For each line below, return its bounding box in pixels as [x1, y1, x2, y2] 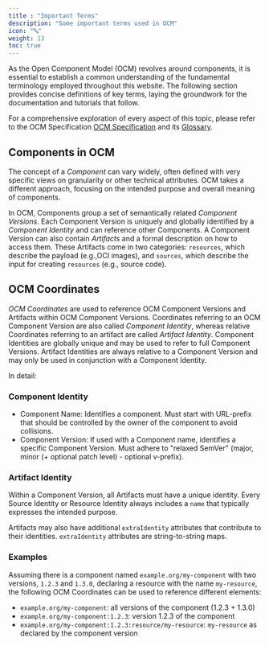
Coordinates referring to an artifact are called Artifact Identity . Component [8, 329, 255, 339]
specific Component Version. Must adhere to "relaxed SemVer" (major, [19, 443, 255, 453]
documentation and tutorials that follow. [8, 98, 140, 108]
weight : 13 [8, 34, 45, 43]
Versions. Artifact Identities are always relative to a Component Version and [8, 347, 259, 356]
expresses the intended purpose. [8, 508, 118, 517]
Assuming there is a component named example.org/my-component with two [8, 570, 257, 579]
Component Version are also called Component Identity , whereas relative [8, 321, 251, 331]
